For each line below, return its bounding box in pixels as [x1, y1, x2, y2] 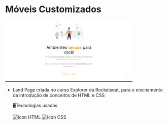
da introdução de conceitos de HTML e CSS [12, 92, 105, 98]
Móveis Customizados [5, 4, 102, 15]
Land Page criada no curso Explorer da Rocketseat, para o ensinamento [12, 86, 163, 92]
